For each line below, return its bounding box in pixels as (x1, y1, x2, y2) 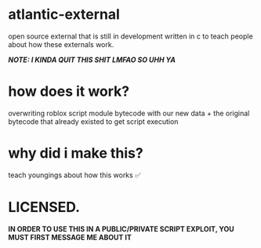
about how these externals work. (8, 39, 114, 49)
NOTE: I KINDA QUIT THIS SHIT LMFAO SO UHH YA (8, 55, 176, 64)
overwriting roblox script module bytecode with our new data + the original (8, 108, 250, 118)
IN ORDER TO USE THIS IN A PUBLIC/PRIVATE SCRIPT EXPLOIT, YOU (8, 224, 234, 233)
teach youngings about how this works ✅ (8, 170, 141, 180)
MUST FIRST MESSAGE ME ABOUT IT (8, 232, 132, 242)
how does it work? (8, 82, 130, 100)
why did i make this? (8, 144, 143, 162)
